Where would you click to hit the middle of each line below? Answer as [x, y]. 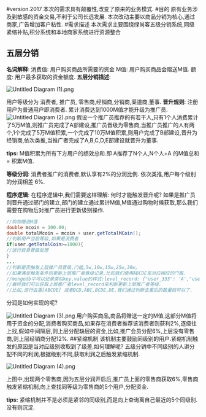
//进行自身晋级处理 [28, 251]
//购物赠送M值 [22, 222]
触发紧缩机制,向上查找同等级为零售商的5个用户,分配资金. [78, 387]
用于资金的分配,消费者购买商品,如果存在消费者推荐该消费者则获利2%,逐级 [99, 324]
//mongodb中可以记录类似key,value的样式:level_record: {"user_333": [91, 279]
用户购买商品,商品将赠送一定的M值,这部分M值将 [137, 316]
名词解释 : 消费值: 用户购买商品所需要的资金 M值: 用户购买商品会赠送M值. [98, 69]
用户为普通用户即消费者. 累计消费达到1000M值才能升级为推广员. [87, 109]
